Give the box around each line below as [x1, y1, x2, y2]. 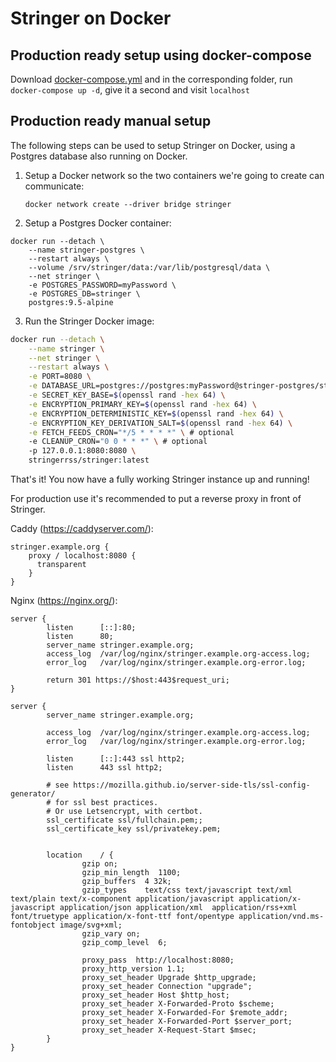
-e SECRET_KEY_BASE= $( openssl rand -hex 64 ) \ [28, 390, 226, 401]
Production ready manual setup [10, 113, 212, 130]
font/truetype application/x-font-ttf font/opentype [10, 912, 235, 922]
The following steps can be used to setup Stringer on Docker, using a [10, 139, 296, 151]
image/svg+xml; [59, 920, 123, 931]
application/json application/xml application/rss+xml [59, 903, 298, 913]
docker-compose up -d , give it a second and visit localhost [10, 84, 250, 96]
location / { [46, 850, 114, 861]
